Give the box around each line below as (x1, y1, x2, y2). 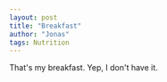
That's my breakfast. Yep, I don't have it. (9, 62, 158, 73)
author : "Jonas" (9, 29, 70, 38)
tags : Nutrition (9, 37, 70, 47)
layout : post (9, 12, 58, 22)
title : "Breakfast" (9, 21, 82, 30)
